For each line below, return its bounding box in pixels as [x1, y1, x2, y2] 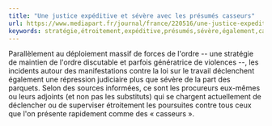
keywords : [8, 27, 42, 35]
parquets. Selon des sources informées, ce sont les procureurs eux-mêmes [8, 83, 261, 93]
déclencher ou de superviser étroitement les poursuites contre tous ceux [8, 100, 253, 110]
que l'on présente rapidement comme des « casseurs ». [8, 109, 195, 119]
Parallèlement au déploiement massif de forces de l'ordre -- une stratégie [8, 49, 253, 59]
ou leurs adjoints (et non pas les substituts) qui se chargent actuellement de [8, 92, 261, 102]
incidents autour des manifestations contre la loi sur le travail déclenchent [8, 66, 255, 76]
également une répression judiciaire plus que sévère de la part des [8, 74, 231, 85]
